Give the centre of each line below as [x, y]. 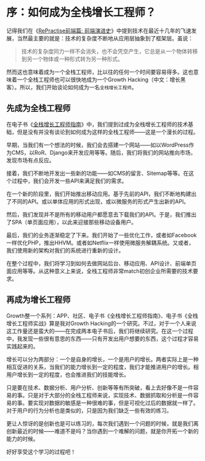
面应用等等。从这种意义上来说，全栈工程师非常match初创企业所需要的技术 [100, 271]
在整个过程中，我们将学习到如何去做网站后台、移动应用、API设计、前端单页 [102, 263]
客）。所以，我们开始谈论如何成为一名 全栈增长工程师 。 [72, 87]
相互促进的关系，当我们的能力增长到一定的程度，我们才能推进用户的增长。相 [103, 367]
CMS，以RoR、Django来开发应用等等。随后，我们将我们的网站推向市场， [104, 152]
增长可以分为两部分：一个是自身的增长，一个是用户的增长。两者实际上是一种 [103, 359]
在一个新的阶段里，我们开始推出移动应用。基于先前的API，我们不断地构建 [99, 194]
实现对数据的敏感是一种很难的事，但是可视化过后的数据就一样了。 [116, 403]
